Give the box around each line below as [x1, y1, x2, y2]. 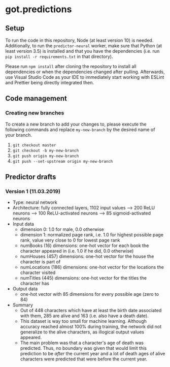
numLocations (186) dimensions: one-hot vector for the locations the [20, 264, 164, 270]
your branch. [5, 132, 32, 138]
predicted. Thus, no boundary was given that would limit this [20, 345, 147, 351]
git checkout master [12, 142, 56, 148]
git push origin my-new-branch [12, 154, 79, 159]
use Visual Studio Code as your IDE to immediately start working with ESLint [5, 74, 164, 80]
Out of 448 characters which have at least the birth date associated [20, 308, 162, 314]
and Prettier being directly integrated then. [5, 80, 94, 85]
